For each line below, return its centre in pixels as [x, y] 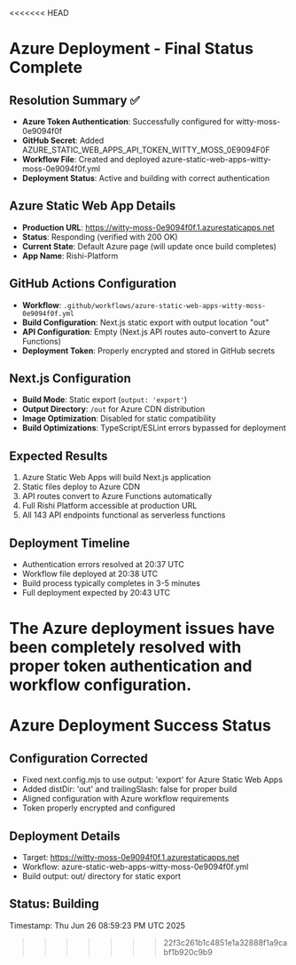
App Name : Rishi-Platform [70, 256]
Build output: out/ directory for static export [101, 876]
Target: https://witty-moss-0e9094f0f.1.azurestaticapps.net [131, 858]
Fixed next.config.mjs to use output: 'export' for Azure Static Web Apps [152, 779]
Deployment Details [65, 836]
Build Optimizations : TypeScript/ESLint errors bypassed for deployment [154, 428]
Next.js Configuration [70, 379]
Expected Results [58, 456]
